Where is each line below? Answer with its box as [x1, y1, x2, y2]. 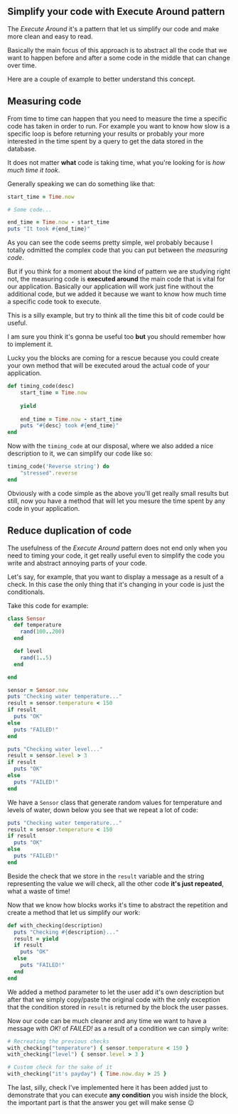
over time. [7, 60, 37, 70]
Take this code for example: [7, 601, 89, 610]
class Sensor [7, 615, 46, 622]
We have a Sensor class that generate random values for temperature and [7, 798, 222, 806]
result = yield [13, 935, 59, 942]
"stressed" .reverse [20, 470, 78, 477]
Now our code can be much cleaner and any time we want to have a [7, 1016, 207, 1025]
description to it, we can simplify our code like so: [7, 449, 153, 458]
